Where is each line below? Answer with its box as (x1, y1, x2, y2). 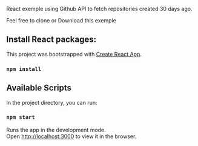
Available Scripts (6, 83, 71, 93)
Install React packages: (6, 35, 97, 45)
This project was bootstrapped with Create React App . (6, 50, 142, 58)
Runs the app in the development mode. (6, 126, 106, 133)
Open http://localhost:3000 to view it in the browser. (6, 133, 137, 140)
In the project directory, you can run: (6, 99, 97, 106)
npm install (6, 65, 42, 72)
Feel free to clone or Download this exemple (6, 17, 116, 24)
